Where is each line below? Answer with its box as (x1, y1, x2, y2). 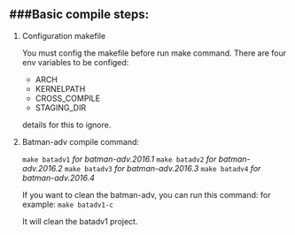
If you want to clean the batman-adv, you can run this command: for (21, 189, 271, 200)
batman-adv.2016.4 (21, 172, 96, 183)
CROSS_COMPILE (35, 93, 100, 103)
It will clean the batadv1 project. (21, 216, 138, 226)
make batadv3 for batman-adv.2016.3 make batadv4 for (65, 163, 261, 173)
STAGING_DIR (35, 102, 87, 113)
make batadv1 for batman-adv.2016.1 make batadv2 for (21, 154, 217, 164)
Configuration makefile (21, 30, 106, 41)
